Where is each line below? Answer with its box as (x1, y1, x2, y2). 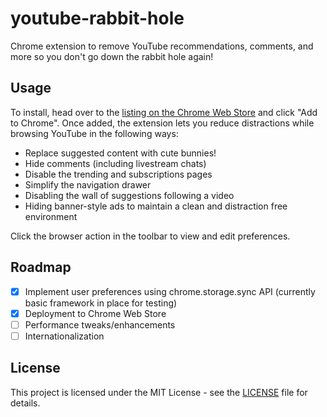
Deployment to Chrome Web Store (24, 307, 167, 319)
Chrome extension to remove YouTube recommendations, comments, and (10, 40, 314, 52)
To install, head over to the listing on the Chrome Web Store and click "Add (10, 106, 318, 118)
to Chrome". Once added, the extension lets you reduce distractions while (10, 117, 315, 129)
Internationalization (24, 330, 105, 342)
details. (10, 397, 41, 409)
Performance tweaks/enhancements (24, 318, 176, 331)
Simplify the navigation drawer (24, 178, 152, 191)
